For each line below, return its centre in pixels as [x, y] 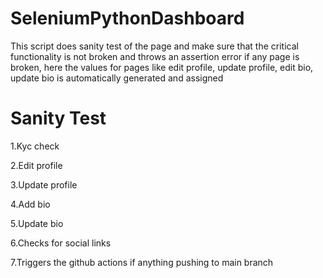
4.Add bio [30, 204]
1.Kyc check [35, 146]
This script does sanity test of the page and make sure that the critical [154, 46]
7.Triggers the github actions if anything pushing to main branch [142, 262]
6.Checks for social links [61, 243]
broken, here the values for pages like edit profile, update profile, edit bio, [162, 67]
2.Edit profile [36, 165]
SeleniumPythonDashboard [127, 18]
